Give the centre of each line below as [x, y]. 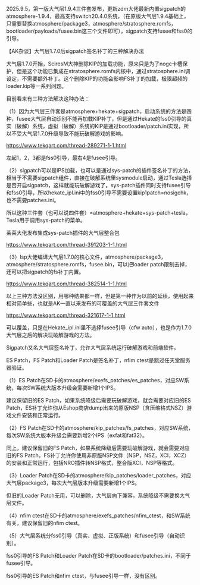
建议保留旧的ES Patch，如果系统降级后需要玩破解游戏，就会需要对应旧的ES [99, 400]
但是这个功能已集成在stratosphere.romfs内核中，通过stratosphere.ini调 [103, 71]
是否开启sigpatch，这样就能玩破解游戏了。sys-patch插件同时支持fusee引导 [99, 185]
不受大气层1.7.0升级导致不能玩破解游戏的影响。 [69, 133]
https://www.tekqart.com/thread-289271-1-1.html [66, 145]
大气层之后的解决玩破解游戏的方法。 [51, 335]
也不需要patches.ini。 [33, 200]
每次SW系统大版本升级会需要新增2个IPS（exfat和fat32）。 [77, 435]
